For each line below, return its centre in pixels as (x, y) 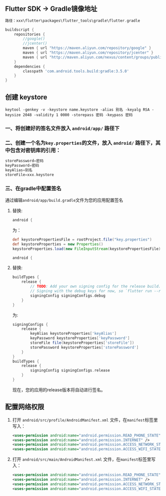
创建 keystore (26, 97)
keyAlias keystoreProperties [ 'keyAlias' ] (74, 334)
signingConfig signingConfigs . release (70, 371)
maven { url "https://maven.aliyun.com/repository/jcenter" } (88, 53)
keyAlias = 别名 (19, 170)
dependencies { (30, 66)
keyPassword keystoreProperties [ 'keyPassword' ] (80, 338)
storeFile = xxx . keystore (30, 175)
